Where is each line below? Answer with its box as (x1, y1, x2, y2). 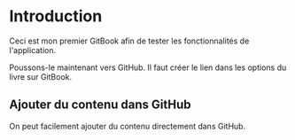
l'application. (9, 44, 57, 55)
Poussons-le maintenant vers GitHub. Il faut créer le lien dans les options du (9, 62, 287, 73)
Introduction (9, 6, 103, 27)
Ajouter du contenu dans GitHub (9, 97, 191, 113)
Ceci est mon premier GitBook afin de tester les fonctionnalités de (9, 35, 250, 46)
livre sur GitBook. (9, 71, 73, 82)
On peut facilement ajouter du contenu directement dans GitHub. (9, 121, 246, 131)
